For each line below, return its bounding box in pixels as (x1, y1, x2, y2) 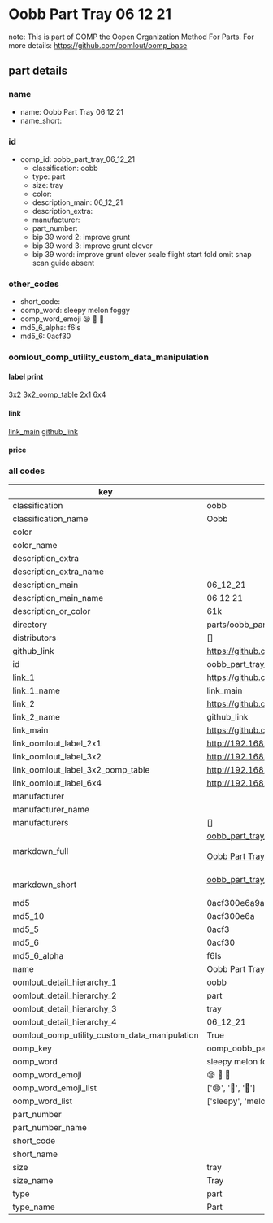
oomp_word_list (12, 1095, 73, 1107)
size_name (12, 1175, 54, 1186)
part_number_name (12, 1122, 87, 1134)
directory (12, 619, 47, 630)
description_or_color (12, 606, 91, 617)
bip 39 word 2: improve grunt (32, 232, 131, 242)
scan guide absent (32, 258, 95, 268)
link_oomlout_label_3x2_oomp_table (12, 764, 150, 776)
